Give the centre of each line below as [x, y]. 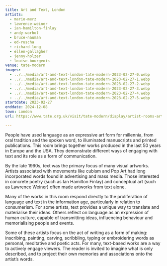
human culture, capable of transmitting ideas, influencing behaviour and [79, 218]
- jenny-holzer [25, 56]
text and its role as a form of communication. [51, 156]
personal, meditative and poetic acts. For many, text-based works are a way [83, 243]
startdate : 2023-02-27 [29, 103]
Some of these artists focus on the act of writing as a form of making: [76, 233]
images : [13, 70]
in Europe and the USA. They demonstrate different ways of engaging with [82, 150]
